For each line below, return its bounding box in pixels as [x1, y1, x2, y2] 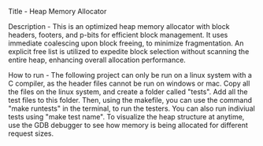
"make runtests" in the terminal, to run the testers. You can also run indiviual [8, 104, 256, 113]
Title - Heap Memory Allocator [8, 7, 107, 16]
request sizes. [8, 129, 54, 138]
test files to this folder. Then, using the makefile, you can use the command [8, 96, 253, 104]
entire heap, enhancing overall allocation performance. [8, 55, 187, 64]
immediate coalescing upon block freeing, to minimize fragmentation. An [8, 38, 244, 48]
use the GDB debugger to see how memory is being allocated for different [8, 121, 248, 130]
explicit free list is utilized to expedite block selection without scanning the [8, 47, 250, 56]
